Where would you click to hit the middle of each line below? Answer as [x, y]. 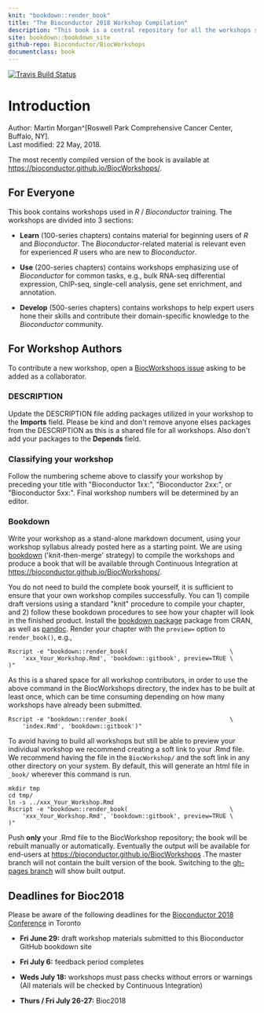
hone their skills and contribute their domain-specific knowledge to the [134, 316]
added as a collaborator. [48, 376]
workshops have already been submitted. [75, 705]
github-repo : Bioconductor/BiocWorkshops [77, 45]
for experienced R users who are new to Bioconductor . [108, 251]
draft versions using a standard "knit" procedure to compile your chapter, [126, 604]
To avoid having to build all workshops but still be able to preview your [122, 741]
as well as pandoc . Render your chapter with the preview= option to [117, 629]
